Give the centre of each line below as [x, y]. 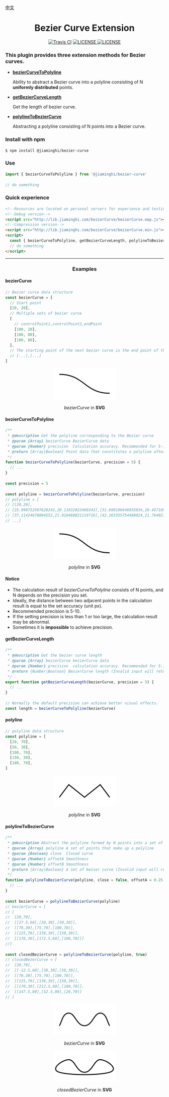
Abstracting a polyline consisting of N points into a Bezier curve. [79, 126]
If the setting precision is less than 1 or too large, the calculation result [85, 617]
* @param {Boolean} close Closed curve [50, 853]
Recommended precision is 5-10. [47, 611]
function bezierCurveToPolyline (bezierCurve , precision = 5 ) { [73, 462]
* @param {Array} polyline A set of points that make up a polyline [81, 848]
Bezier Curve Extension [84, 28]
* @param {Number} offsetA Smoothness [48, 859]
